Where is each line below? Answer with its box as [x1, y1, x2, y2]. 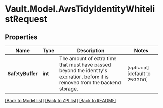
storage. [59, 85, 79, 92]
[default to [127, 70, 151, 77]
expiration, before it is [59, 73, 109, 80]
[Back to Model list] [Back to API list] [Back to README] [5, 98, 116, 103]
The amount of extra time [59, 55, 117, 62]
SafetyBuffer [7, 70, 38, 77]
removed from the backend [59, 80, 121, 86]
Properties [5, 33, 38, 41]
